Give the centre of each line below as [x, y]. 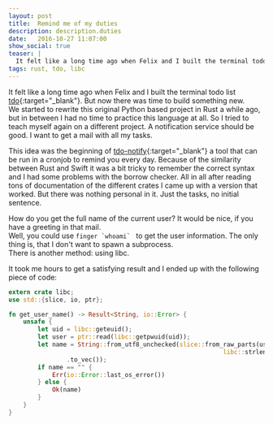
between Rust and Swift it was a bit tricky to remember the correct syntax [132, 168]
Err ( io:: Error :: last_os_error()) [108, 374]
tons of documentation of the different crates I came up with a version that [133, 185]
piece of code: [32, 277]
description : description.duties [65, 31]
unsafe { [38, 322]
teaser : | [25, 54]
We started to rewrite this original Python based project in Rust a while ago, [134, 109]
